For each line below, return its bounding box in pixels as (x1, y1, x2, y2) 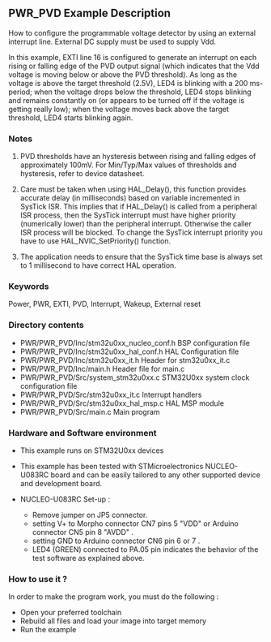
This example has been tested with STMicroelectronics (19, 462, 204, 471)
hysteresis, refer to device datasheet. (19, 169, 145, 179)
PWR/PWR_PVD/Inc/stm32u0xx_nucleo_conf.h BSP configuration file (19, 338, 251, 347)
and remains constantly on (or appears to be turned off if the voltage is (8, 95, 245, 105)
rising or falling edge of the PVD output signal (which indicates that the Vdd (8, 61, 260, 71)
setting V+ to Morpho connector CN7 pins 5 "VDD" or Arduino (32, 519, 239, 528)
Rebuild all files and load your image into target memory (19, 616, 207, 626)
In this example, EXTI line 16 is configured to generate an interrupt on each (8, 52, 257, 62)
